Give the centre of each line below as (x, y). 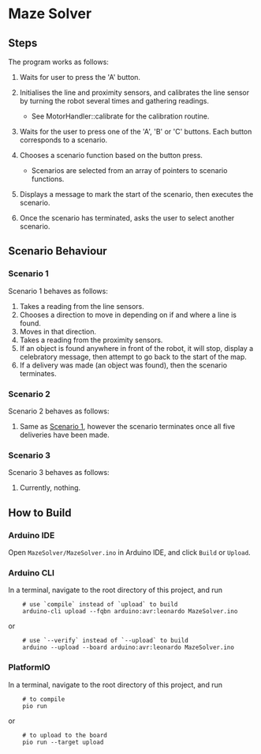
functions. (48, 179)
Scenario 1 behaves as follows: (58, 291)
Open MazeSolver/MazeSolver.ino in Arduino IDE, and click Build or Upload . (129, 552)
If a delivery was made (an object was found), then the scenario (123, 365)
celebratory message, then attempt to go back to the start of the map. (133, 356)
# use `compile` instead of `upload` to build (100, 605)
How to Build (40, 513)
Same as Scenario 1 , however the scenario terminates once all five (127, 426)
